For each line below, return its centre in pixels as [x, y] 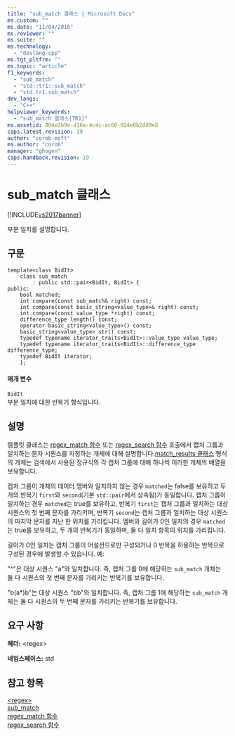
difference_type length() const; [69, 319]
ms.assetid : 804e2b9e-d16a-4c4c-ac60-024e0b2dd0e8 [83, 125]
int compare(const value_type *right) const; [88, 313]
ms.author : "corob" [36, 145]
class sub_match [44, 276]
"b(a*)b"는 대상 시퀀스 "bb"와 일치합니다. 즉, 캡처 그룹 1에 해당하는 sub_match [114, 592]
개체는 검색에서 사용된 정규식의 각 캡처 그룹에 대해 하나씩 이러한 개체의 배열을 [120, 462]
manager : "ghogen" [34, 151]
